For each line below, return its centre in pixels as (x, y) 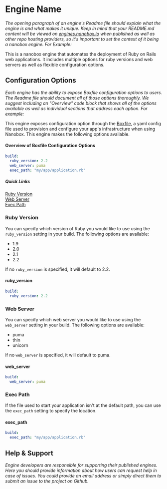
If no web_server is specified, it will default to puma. (58, 355)
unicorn (20, 345)
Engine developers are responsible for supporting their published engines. (82, 465)
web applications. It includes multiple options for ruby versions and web (79, 59)
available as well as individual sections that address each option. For (77, 108)
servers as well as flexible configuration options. (55, 65)
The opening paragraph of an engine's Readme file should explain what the (83, 23)
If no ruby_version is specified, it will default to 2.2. (58, 269)
